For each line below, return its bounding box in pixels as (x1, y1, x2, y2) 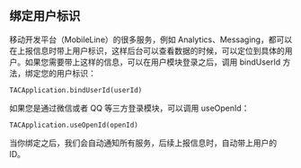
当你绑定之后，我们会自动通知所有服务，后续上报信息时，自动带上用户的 (9, 137, 277, 148)
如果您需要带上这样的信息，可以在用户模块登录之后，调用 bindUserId (24, 57, 281, 67)
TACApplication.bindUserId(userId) (9, 85, 143, 94)
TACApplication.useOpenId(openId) (9, 120, 139, 129)
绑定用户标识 (9, 8, 81, 24)
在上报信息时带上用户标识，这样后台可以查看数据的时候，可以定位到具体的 (9, 45, 285, 56)
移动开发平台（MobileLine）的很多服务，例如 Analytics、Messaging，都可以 (9, 34, 293, 45)
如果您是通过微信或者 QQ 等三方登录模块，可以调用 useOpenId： (9, 102, 250, 113)
